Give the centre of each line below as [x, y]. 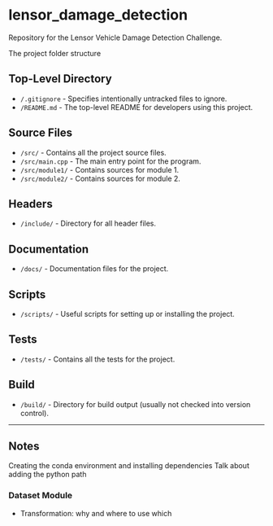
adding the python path [48, 475]
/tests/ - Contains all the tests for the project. [97, 359]
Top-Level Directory [60, 79]
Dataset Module [41, 496]
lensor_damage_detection [98, 15]
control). [35, 413]
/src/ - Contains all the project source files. [93, 152]
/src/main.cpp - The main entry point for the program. [110, 161]
